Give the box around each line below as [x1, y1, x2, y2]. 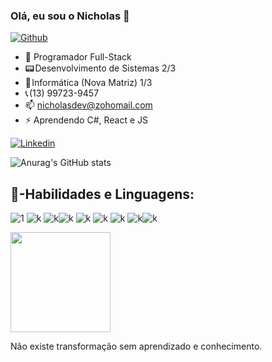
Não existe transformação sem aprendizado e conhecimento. [10, 340, 263, 353]
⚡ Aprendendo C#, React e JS [24, 114, 149, 126]
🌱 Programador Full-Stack [24, 51, 132, 63]
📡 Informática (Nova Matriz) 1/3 [24, 77, 153, 89]
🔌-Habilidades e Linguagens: [10, 185, 195, 203]
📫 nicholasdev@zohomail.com [24, 99, 153, 111]
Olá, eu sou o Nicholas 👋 [10, 9, 130, 23]
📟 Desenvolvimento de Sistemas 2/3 [24, 62, 177, 74]
